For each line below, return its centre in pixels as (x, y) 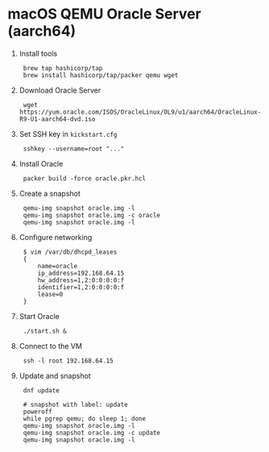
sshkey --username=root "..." (74, 149)
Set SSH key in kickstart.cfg (68, 134)
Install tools (38, 53)
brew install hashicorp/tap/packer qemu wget (101, 75)
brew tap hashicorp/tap (63, 68)
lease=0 (50, 294)
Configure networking (56, 237)
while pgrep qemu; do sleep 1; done (85, 419)
